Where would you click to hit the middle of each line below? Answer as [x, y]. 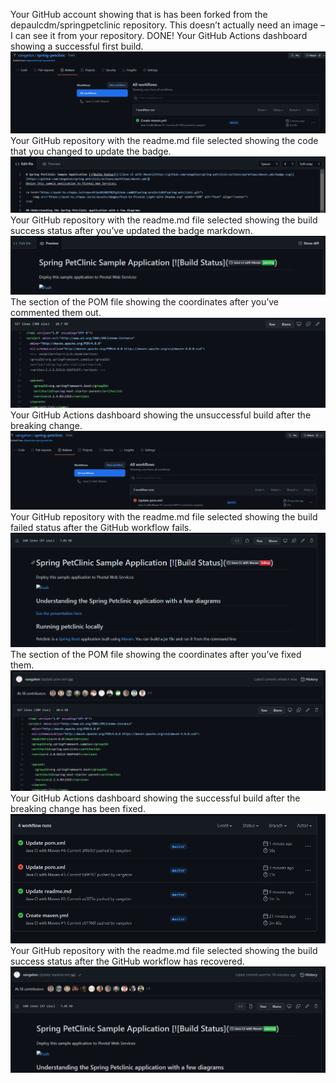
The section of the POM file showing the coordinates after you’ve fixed [156, 655]
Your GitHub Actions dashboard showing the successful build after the [155, 798]
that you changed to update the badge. [91, 151]
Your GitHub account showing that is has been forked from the [139, 14]
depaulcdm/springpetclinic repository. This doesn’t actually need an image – [168, 25]
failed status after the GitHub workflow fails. [101, 527]
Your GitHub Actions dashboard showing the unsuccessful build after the [161, 415]
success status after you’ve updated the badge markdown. [131, 231]
